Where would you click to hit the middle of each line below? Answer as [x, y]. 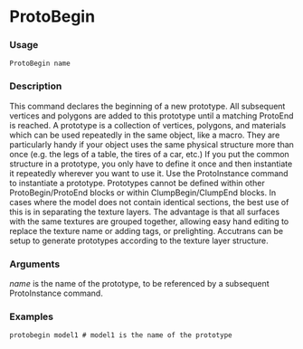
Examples [32, 316]
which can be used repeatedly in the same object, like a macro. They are [145, 135]
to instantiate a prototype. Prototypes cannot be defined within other [137, 183]
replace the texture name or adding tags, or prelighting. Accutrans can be [147, 231]
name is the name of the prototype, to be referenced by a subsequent [139, 284]
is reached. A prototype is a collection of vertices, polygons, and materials [148, 125]
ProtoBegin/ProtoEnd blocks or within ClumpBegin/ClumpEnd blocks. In [143, 193]
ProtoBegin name [40, 64]
